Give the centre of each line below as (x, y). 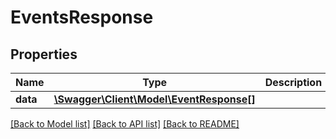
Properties (44, 54)
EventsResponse (82, 17)
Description (293, 82)
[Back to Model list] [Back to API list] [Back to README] (125, 124)
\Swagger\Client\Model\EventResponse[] (154, 99)
